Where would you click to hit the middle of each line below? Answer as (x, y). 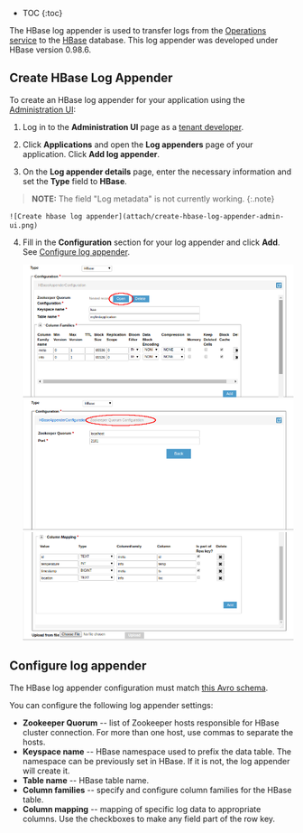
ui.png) (24, 225)
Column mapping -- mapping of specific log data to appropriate (142, 809)
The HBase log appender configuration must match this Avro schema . (139, 688)
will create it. (46, 771)
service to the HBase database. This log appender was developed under (144, 40)
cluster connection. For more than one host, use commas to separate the (158, 732)
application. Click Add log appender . (91, 154)
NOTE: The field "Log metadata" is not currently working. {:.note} (153, 199)
